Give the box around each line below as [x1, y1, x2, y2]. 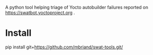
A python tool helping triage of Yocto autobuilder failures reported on [5, 5, 148, 10]
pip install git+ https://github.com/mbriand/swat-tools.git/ [5, 44, 123, 50]
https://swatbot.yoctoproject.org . [5, 10, 75, 16]
